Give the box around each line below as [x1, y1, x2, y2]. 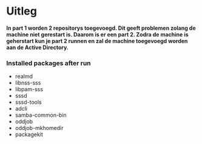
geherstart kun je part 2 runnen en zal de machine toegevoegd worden [6, 37, 188, 44]
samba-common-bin [15, 111, 67, 119]
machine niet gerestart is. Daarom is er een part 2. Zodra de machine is [6, 30, 189, 38]
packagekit [15, 131, 44, 138]
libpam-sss [15, 86, 44, 93]
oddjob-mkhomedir [15, 125, 64, 132]
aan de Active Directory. [6, 44, 69, 51]
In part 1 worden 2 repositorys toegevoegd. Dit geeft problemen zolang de [6, 24, 196, 32]
